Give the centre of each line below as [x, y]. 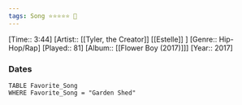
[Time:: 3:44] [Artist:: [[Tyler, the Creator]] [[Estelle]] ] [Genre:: [113, 39]
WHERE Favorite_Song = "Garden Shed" [72, 93]
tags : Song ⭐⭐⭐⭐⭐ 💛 [43, 16]
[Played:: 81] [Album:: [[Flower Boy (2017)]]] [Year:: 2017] [137, 48]
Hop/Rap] [24, 48]
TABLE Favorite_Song [43, 85]
